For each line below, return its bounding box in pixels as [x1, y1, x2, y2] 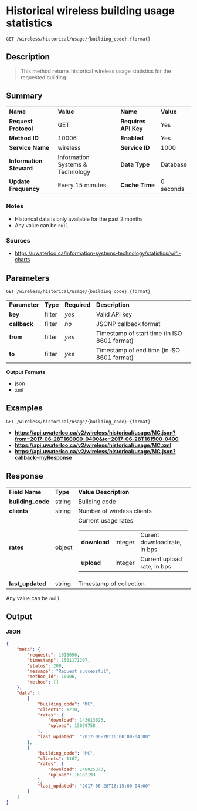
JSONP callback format [96, 319, 161, 328]
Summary [6, 91, 43, 101]
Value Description [78, 487, 130, 496]
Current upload [140, 555, 182, 563]
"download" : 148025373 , [47, 766, 107, 773]
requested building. [20, 73, 67, 80]
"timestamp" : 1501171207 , [27, 657, 91, 663]
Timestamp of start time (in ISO [96, 329, 183, 337]
